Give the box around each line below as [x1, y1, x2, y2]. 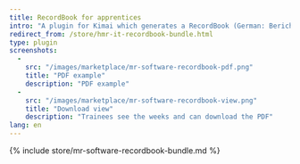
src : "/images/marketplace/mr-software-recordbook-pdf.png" [25, 63, 254, 72]
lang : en [9, 121, 42, 130]
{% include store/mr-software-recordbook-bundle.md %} [9, 145, 221, 156]
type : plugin [9, 37, 58, 47]
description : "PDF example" [25, 79, 129, 88]
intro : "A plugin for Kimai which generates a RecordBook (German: [9, 21, 266, 30]
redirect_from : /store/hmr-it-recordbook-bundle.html [9, 29, 214, 38]
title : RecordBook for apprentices [9, 12, 142, 22]
